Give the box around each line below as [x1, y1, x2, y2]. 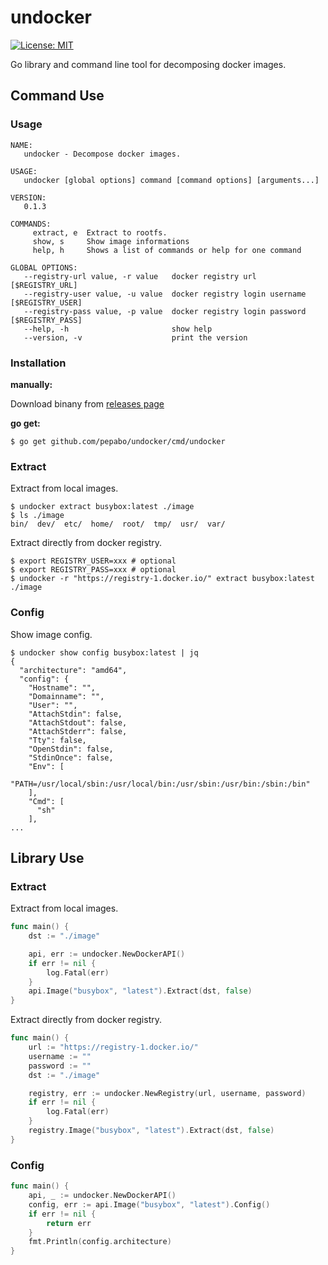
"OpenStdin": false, [28, 744, 114, 754]
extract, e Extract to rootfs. [32, 227, 168, 238]
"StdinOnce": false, [28, 752, 114, 763]
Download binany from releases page [10, 397, 165, 410]
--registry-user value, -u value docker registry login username [23, 289, 307, 299]
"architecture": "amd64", [19, 665, 128, 675]
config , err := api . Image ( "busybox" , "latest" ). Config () [28, 1199, 271, 1210]
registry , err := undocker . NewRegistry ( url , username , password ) [28, 1088, 307, 1098]
